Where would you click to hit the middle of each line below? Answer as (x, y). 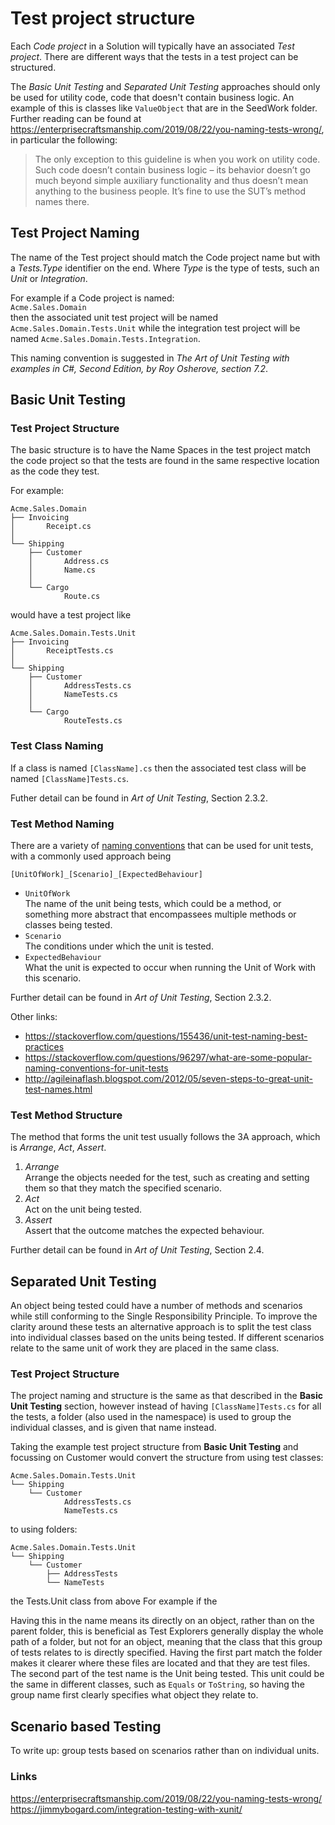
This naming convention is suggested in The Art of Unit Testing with (150, 358)
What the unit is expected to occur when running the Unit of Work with (170, 968)
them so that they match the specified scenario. (123, 1188)
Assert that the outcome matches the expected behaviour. (144, 1231)
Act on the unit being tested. (83, 1209)
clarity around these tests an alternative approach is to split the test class (161, 1327)
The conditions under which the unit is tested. (119, 946)
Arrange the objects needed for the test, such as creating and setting (167, 1178)
